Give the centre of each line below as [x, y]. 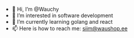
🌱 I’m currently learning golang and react [62, 22]
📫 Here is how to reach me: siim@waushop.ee [70, 28]
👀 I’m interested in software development [63, 15]
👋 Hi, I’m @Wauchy [35, 9]
